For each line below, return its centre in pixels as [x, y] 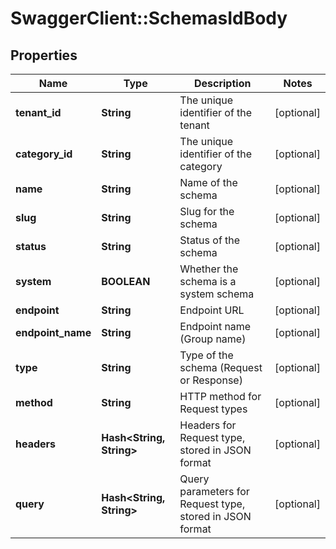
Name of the [208, 182]
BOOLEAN [126, 281]
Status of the [210, 240]
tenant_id [38, 112]
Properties [44, 55]
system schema [217, 294]
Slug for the [207, 211]
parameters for [214, 491]
